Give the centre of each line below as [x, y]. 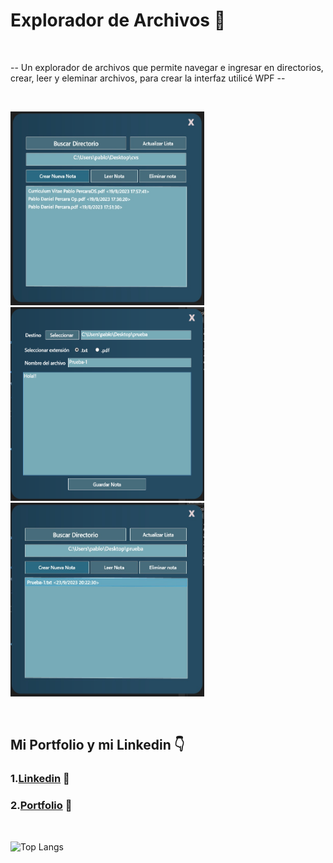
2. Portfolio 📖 [41, 806]
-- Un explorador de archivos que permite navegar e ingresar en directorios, [167, 67]
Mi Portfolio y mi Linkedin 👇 [97, 745]
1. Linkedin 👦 [40, 779]
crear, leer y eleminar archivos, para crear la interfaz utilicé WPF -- [148, 78]
